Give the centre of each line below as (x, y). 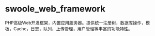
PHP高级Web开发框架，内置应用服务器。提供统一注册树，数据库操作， (76, 23)
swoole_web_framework (55, 9)
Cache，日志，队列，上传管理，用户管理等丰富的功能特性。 (73, 29)
